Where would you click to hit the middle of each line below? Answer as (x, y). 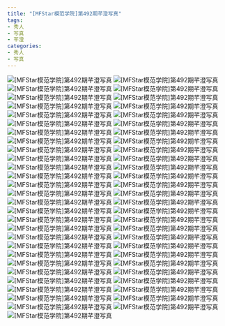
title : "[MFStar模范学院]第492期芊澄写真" (64, 14)
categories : (24, 46)
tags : (15, 20)
